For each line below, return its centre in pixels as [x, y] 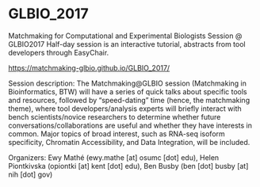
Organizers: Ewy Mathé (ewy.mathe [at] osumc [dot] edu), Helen [114, 157]
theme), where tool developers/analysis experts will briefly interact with [125, 109]
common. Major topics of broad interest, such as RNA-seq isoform [117, 134]
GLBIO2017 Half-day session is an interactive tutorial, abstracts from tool [127, 44]
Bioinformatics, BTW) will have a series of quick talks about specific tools [128, 91]
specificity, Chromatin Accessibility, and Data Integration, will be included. [129, 142]
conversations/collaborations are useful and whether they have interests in [130, 125]
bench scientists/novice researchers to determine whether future [115, 116]
